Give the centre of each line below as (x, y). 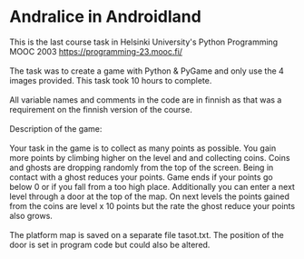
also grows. (31, 215)
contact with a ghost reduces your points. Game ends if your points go (142, 177)
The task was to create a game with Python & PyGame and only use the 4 (147, 71)
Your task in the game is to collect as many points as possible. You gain (143, 148)
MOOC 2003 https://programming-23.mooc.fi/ (96, 51)
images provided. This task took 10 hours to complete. (111, 80)
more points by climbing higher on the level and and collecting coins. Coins (150, 157)
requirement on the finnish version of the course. (101, 109)
